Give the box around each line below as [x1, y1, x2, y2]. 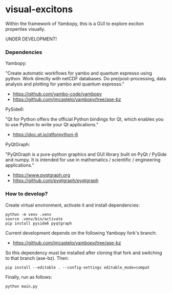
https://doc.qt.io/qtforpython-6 [12, 131, 78, 138]
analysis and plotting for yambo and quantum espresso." [5, 81, 124, 87]
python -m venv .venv [5, 212, 52, 217]
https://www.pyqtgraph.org [12, 172, 71, 178]
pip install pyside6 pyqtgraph [5, 221, 72, 226]
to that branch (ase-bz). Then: [5, 255, 69, 261]
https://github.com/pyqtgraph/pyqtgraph [12, 177, 99, 184]
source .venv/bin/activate [5, 216, 63, 221]
